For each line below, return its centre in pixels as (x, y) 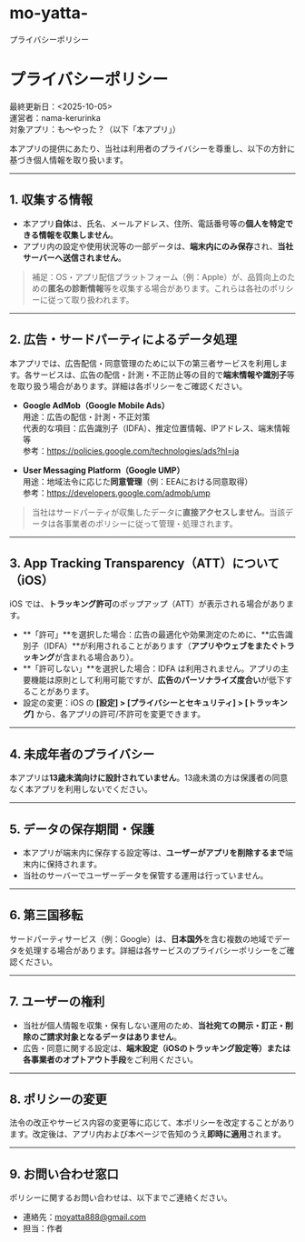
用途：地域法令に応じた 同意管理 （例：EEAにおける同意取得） (138, 481)
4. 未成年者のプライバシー (82, 754)
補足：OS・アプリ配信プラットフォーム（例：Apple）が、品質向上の (159, 276)
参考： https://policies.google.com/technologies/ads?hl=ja (131, 451)
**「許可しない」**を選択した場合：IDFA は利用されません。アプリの (152, 669)
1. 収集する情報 (51, 200)
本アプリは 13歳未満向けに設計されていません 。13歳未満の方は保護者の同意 (149, 778)
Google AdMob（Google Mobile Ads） (96, 405)
